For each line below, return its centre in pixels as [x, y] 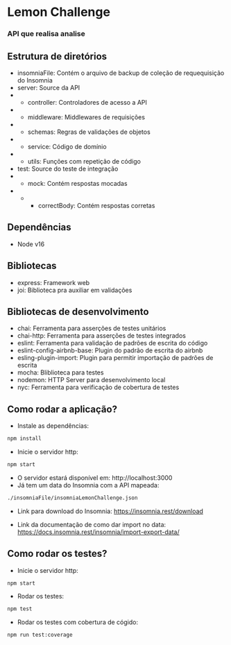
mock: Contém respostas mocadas [77, 183]
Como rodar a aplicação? [62, 409]
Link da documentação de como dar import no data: [92, 524]
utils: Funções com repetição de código [84, 161]
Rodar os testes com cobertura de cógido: [78, 622]
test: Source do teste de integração [68, 169]
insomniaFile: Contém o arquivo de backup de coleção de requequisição [121, 73]
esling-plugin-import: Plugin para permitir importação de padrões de [115, 358]
